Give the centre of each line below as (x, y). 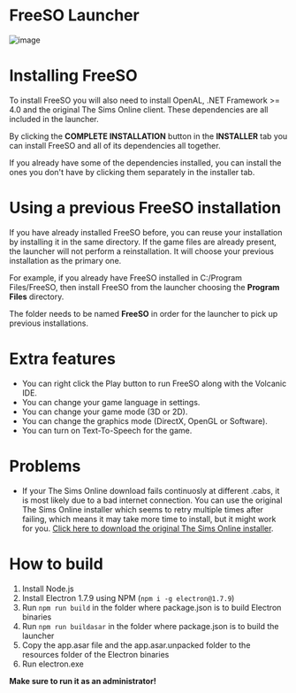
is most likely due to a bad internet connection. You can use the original (152, 500)
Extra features (63, 358)
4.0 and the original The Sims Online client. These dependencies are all (139, 109)
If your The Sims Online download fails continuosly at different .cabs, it (151, 490)
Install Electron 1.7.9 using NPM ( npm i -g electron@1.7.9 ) (128, 597)
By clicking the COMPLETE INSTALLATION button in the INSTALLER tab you (148, 136)
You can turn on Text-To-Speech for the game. (107, 430)
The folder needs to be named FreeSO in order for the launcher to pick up (144, 313)
